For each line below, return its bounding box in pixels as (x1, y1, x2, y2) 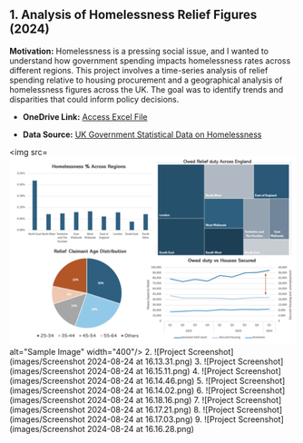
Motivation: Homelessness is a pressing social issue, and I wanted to (9, 45, 269, 56)
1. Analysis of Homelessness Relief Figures (9, 7, 258, 23)
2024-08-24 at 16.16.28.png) (86, 423, 195, 434)
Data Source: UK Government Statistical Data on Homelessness (22, 129, 262, 140)
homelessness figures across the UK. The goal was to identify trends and (9, 84, 284, 94)
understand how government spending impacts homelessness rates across (9, 54, 291, 66)
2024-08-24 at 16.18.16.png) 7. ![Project (86, 394, 234, 405)
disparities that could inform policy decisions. (9, 94, 180, 104)
